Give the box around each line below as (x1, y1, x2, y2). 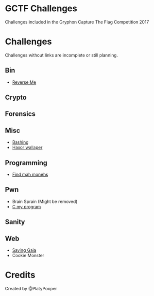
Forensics (5, 110, 35, 118)
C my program (12, 203, 41, 209)
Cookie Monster (12, 253, 45, 259)
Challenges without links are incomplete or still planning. (5, 52, 118, 58)
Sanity (5, 218, 25, 226)
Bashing (12, 139, 29, 145)
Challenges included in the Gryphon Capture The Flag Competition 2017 (5, 19, 149, 25)
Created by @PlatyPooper (5, 286, 57, 292)
